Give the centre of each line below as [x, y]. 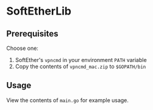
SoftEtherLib [39, 11]
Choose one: [22, 48]
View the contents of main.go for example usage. [68, 100]
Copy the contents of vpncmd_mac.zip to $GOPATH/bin [80, 66]
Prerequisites [32, 34]
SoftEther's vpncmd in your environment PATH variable [81, 60]
